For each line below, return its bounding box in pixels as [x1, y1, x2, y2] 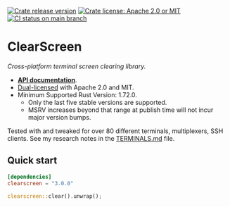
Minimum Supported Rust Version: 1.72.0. [17, 90, 137, 99]
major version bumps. [27, 113, 91, 121]
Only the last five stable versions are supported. [27, 98, 167, 106]
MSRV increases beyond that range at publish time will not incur [27, 106, 214, 114]
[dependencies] [7, 173, 52, 180]
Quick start [7, 155, 58, 167]
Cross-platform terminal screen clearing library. [7, 62, 146, 70]
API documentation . [17, 75, 77, 84]
